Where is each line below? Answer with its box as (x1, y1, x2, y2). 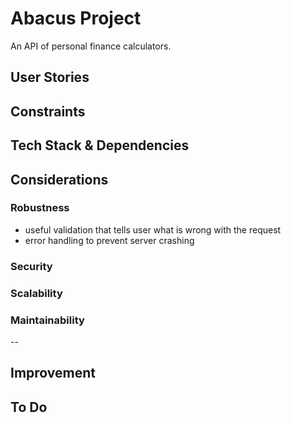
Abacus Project (10, 7, 142, 30)
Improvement (10, 365, 96, 382)
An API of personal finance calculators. (10, 40, 172, 52)
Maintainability (10, 313, 85, 327)
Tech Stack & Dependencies (10, 137, 190, 154)
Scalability (10, 286, 63, 300)
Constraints (10, 103, 86, 120)
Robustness (10, 201, 70, 215)
